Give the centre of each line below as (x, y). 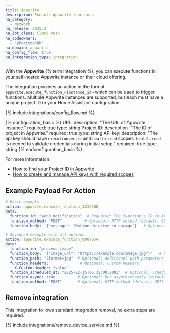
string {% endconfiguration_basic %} (44, 150)
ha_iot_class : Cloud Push (32, 33)
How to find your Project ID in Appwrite (53, 169)
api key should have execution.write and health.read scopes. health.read (83, 139)
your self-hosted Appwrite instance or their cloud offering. (66, 77)
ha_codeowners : (21, 39)
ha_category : (19, 19)
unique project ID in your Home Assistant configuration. (63, 103)
